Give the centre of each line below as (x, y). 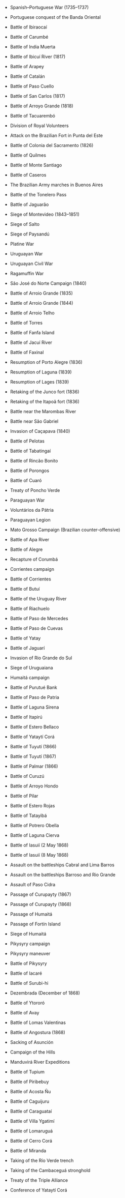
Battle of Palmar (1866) (34, 766)
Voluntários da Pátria (32, 510)
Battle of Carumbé (29, 37)
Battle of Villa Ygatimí (32, 1121)
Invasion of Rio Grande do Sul (41, 658)
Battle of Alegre (26, 549)
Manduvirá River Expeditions (40, 1062)
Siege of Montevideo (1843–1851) (45, 214)
